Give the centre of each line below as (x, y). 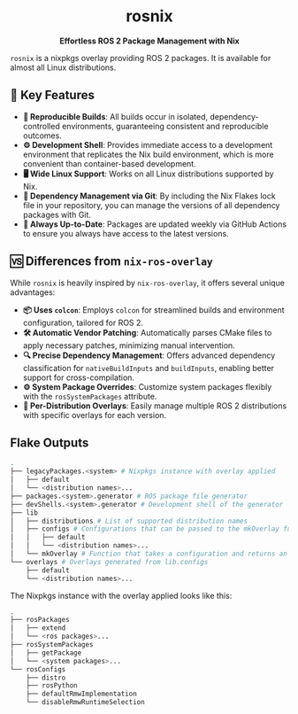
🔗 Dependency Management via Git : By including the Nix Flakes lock (149, 196)
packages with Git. (57, 214)
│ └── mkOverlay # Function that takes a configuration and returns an (149, 554)
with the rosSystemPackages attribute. (90, 396)
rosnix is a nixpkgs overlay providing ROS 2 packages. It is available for (141, 58)
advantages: (33, 292)
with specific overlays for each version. (95, 415)
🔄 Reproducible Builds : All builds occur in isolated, (115, 116)
